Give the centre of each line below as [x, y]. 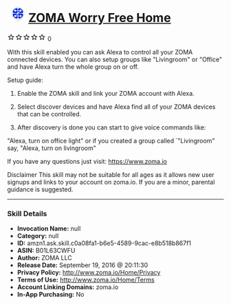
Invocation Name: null [49, 229]
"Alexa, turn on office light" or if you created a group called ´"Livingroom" [111, 140]
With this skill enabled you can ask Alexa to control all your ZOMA [100, 52]
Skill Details [27, 213]
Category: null [38, 236]
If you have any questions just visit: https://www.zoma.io [87, 161]
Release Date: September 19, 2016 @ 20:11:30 [82, 265]
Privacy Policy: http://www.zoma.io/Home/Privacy [89, 273]
